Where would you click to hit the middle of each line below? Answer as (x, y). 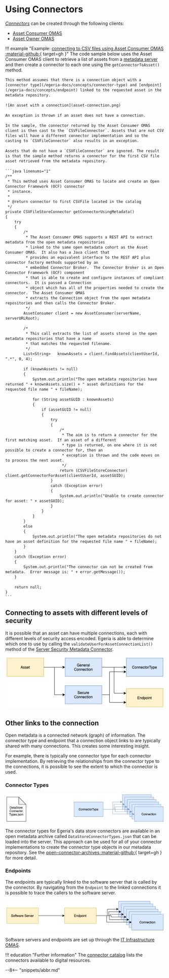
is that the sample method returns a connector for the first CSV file (82, 156)
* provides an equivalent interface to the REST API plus (88, 257)
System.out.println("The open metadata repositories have (95, 379)
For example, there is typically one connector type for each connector (78, 756)
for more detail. (21, 858)
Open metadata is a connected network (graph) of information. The (75, 735)
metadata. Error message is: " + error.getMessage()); (65, 572)
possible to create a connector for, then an (54, 450)
